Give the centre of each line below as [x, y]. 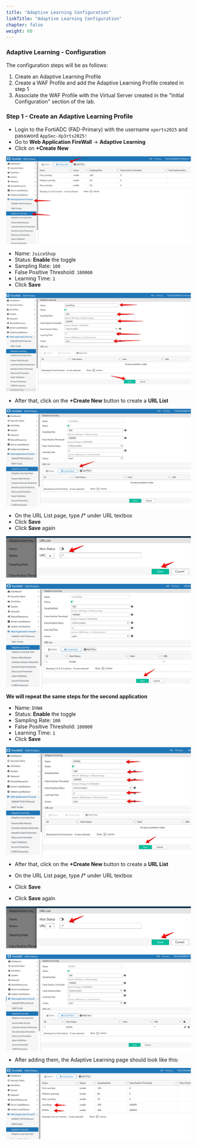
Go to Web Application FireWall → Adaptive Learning [80, 142]
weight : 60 [19, 31]
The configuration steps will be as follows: [57, 65]
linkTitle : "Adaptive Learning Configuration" [64, 18]
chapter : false [25, 25]
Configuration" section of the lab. [55, 101]
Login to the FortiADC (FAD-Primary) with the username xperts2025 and [101, 129]
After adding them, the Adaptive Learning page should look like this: [96, 1060]
